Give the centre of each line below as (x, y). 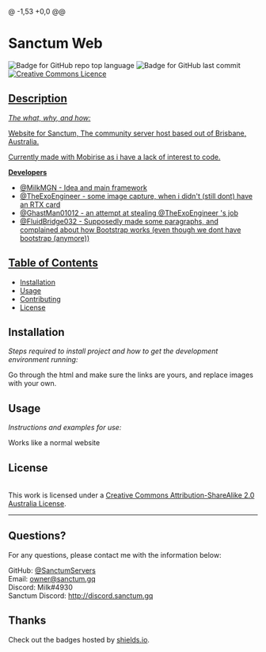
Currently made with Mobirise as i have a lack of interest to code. (114, 157)
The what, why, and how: (49, 117)
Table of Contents (53, 263)
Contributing (40, 299)
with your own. (32, 383)
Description (38, 99)
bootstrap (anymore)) (55, 238)
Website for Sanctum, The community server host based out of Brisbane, (127, 133)
